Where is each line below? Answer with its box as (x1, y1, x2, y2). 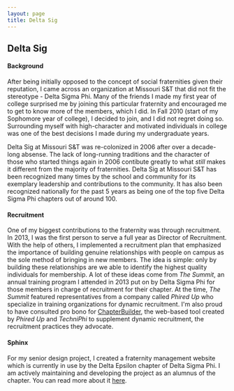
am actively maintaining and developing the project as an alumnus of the (7, 369, 216, 377)
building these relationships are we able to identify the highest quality (7, 263, 207, 272)
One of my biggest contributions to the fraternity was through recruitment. (7, 226, 221, 234)
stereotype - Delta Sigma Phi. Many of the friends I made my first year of (7, 92, 217, 101)
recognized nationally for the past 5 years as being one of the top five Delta (7, 187, 225, 196)
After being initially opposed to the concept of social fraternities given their (7, 77, 224, 86)
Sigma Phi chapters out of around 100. (7, 194, 117, 203)
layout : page (7, 10, 45, 17)
